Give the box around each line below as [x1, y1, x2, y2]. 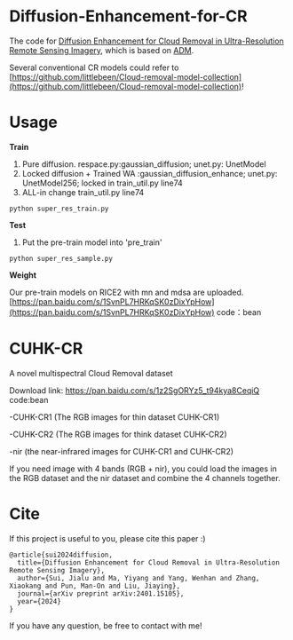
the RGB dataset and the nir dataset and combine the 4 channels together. [9, 472, 281, 483]
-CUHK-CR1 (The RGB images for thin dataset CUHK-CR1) [9, 411, 220, 423]
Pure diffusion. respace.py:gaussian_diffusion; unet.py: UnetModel [21, 158, 266, 170]
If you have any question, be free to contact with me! [9, 620, 202, 631]
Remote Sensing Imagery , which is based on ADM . [9, 44, 194, 55]
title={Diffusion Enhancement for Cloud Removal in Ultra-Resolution [17, 557, 280, 567]
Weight [9, 269, 37, 280]
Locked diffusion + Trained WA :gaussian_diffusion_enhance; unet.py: [21, 168, 278, 178]
